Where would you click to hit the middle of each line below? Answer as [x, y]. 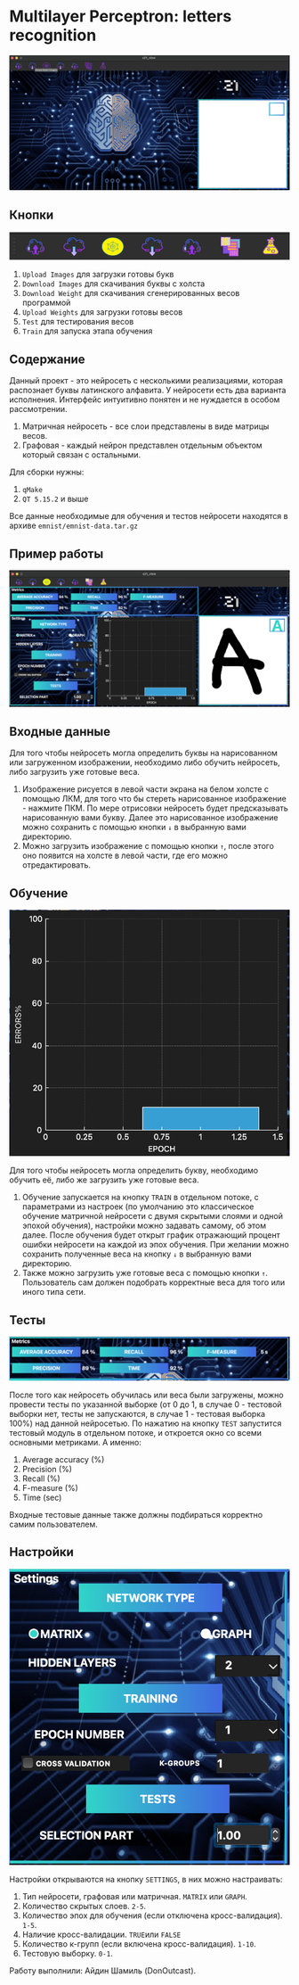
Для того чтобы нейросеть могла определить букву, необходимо [134, 1171]
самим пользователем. [53, 1524]
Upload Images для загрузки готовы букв [98, 275]
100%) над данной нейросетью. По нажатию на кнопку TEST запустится [145, 1423]
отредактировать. [57, 865]
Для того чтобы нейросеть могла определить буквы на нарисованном [144, 753]
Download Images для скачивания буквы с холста [113, 284]
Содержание [48, 359]
